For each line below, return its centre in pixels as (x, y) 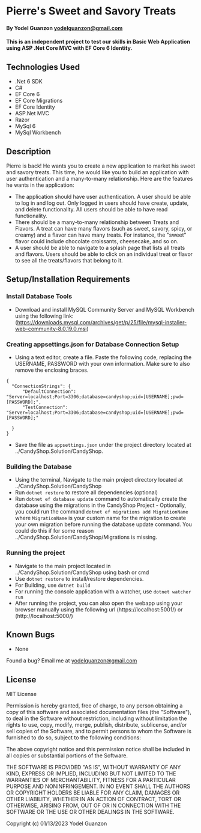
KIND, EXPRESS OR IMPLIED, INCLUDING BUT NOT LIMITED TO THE (91, 774)
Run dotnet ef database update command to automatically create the (101, 499)
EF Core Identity (35, 107)
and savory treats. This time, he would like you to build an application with (97, 172)
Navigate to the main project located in (63, 566)
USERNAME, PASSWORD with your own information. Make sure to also (102, 363)
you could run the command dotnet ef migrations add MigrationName (101, 512)
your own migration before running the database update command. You (103, 524)
